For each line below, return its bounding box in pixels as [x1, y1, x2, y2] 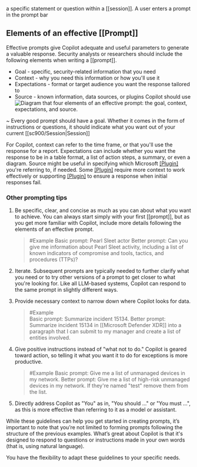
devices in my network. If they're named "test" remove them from [29, 382, 189, 389]
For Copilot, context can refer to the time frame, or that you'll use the [6, 141, 173, 148]
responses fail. [6, 178, 42, 185]
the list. [29, 388, 48, 396]
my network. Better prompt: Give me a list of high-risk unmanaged [29, 376, 190, 383]
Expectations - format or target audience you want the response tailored [14, 80, 190, 87]
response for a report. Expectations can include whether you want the [6, 147, 176, 154]
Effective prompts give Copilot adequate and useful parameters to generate [6, 44, 189, 51]
